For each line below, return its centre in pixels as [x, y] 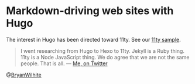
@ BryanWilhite [24, 75]
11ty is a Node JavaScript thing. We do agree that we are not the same [105, 57]
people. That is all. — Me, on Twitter [64, 63]
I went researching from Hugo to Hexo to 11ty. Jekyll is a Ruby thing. [102, 51]
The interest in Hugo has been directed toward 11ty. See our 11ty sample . [94, 39]
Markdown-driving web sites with [90, 11]
